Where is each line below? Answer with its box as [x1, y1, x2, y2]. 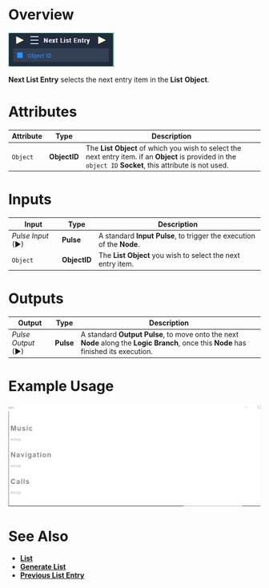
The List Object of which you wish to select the [85, 143, 242, 153]
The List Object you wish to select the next [98, 251, 240, 260]
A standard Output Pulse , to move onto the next [80, 330, 239, 340]
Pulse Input [11, 231, 50, 240]
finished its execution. [80, 347, 154, 356]
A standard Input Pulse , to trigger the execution [98, 231, 256, 240]
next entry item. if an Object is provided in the [85, 151, 237, 161]
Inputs [8, 191, 52, 209]
